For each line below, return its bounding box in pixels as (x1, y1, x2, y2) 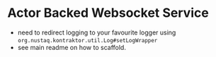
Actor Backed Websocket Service (7, 5, 209, 21)
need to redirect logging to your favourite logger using (17, 28, 176, 37)
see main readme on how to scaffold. (17, 43, 126, 51)
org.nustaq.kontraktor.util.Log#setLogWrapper (17, 37, 158, 44)
